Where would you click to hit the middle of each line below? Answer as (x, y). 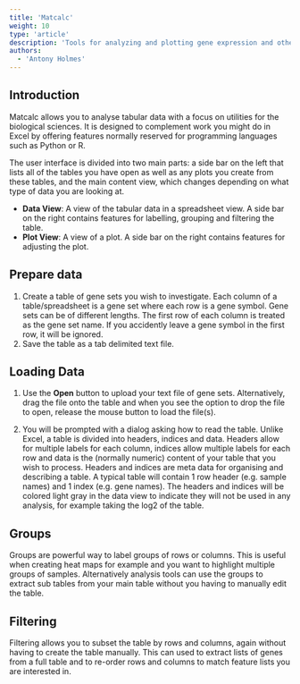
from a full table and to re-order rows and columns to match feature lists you (150, 662)
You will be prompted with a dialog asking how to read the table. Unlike (153, 429)
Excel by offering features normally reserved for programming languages (143, 136)
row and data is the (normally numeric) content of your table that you (149, 458)
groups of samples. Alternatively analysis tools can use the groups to (136, 574)
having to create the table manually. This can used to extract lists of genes (146, 653)
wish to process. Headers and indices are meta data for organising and (153, 468)
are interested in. (40, 671)
